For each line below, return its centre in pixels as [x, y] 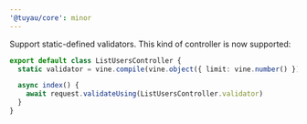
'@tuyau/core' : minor [51, 18]
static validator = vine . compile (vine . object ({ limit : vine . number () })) [161, 69]
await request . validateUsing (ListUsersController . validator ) [144, 94]
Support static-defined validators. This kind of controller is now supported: [150, 44]
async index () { [48, 86]
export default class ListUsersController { [95, 60]
